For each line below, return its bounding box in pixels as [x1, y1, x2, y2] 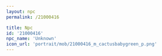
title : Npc [6, 25, 33, 31]
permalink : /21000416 [6, 14, 60, 20]
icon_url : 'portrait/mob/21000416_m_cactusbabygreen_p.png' [6, 41, 158, 47]
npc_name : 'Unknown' [6, 36, 57, 42]
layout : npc [6, 8, 35, 15]
